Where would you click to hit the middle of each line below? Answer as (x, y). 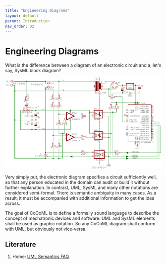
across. (13, 203)
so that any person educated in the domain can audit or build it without (77, 182)
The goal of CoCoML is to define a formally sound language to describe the (82, 213)
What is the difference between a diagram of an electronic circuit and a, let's (83, 65)
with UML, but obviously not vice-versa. (46, 229)
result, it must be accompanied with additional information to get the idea (80, 198)
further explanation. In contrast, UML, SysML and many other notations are (82, 187)
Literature (21, 244)
